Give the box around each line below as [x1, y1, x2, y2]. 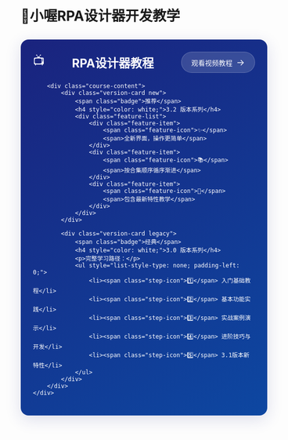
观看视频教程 [191, 58, 233, 67]
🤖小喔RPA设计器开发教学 [20, 7, 181, 25]
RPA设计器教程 [71, 56, 155, 71]
